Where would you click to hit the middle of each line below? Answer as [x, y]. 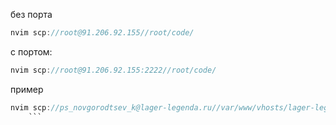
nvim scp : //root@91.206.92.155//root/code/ [102, 33]
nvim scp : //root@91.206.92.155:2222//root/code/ [113, 70]
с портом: [31, 51]
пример [27, 89]
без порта [31, 14]
